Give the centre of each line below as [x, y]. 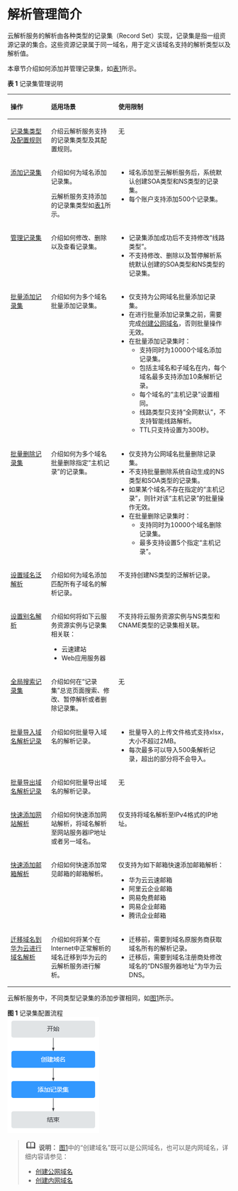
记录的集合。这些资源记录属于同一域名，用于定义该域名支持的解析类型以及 [122, 44]
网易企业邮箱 [147, 907]
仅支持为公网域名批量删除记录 [172, 453]
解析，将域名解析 [82, 824]
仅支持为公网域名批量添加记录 [172, 297]
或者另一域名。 [73, 842]
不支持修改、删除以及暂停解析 [172, 256]
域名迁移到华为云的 [79, 957]
